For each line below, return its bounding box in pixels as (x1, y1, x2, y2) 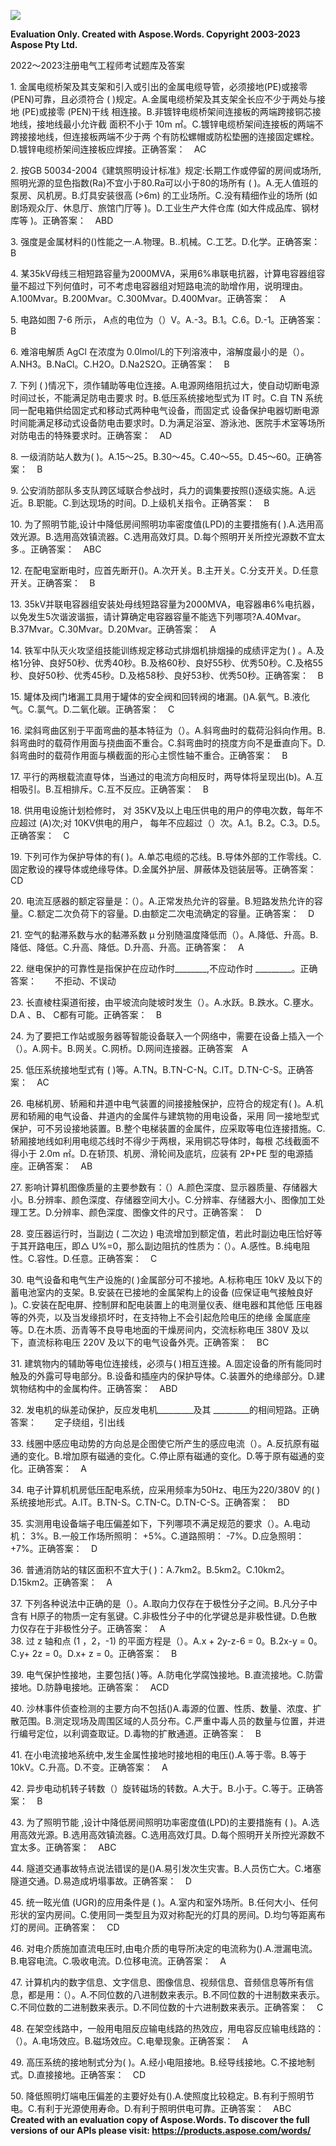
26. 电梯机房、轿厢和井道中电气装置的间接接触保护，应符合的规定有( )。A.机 (10, 1098, 324, 1109)
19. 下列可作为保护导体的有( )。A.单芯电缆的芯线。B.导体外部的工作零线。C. (10, 851, 322, 862)
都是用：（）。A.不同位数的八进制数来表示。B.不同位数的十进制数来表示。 (27, 1989, 325, 2000)
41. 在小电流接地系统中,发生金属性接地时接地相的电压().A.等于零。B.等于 (10, 1749, 307, 1760)
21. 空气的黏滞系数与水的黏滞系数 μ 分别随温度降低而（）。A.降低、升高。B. (10, 929, 319, 940)
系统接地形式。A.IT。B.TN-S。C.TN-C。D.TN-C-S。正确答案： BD (10, 1496, 290, 1508)
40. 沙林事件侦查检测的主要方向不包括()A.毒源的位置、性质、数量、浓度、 (10, 1703, 313, 1714)
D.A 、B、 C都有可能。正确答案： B (10, 1009, 162, 1020)
